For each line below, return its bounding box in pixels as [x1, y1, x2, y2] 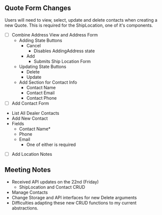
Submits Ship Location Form [33, 58, 91, 64]
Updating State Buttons [19, 64, 67, 70]
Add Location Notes [11, 151, 53, 157]
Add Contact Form [11, 100, 50, 106]
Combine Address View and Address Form [11, 32, 98, 37]
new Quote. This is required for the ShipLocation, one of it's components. [4, 22, 153, 28]
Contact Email [26, 90, 55, 96]
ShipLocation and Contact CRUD [19, 184, 85, 190]
